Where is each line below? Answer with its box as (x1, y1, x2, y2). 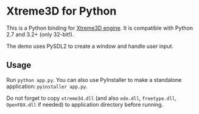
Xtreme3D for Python (6, 4, 117, 18)
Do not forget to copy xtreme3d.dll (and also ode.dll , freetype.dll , (6, 94, 177, 101)
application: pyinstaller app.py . (6, 82, 88, 90)
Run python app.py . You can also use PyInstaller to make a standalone (6, 76, 182, 83)
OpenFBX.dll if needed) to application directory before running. (6, 101, 163, 108)
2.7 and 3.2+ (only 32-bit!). (6, 30, 74, 38)
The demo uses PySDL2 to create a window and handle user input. (6, 42, 174, 50)
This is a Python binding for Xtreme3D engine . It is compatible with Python (6, 24, 194, 32)
